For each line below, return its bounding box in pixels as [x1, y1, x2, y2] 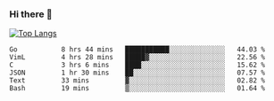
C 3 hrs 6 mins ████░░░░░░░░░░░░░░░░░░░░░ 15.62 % [9, 61, 266, 70]
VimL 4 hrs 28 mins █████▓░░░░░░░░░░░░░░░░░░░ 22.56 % [9, 53, 266, 62]
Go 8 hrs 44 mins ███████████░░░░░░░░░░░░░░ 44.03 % [9, 45, 266, 54]
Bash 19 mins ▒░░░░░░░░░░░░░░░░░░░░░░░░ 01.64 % [9, 84, 266, 93]
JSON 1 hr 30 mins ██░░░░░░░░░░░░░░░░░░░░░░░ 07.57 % [9, 68, 266, 78]
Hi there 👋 [9, 8, 54, 20]
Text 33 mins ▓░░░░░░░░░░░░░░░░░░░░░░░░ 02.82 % [9, 76, 266, 85]
